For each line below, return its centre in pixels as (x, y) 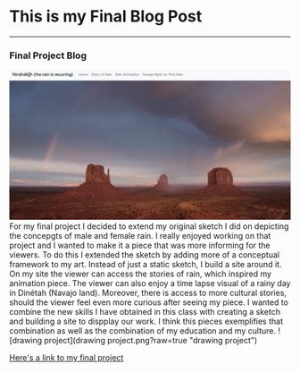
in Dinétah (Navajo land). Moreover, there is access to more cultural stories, (148, 293)
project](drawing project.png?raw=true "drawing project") (151, 341)
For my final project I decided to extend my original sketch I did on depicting (149, 226)
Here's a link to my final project (67, 358)
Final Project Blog (48, 55)
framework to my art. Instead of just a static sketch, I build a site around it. (146, 265)
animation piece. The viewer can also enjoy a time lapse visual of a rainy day (150, 283)
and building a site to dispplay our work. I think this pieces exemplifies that (146, 321)
